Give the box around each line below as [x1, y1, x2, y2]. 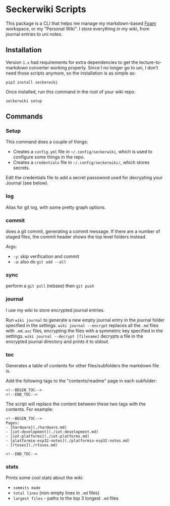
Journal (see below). [6, 180, 49, 186]
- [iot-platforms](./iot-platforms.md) [6, 434, 90, 439]
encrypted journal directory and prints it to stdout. [6, 338, 110, 344]
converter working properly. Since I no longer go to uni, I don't [29, 64, 158, 70]
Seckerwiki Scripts [6, 4, 86, 15]
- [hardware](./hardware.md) [6, 424, 67, 430]
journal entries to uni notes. [6, 31, 63, 37]
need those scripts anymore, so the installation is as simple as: [6, 70, 136, 76]
